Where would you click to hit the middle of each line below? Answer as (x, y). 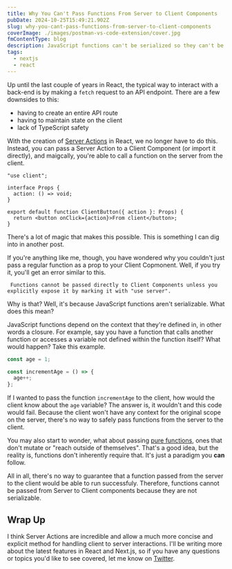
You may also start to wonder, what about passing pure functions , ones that (115, 440)
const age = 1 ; (29, 359)
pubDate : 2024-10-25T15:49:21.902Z (58, 20)
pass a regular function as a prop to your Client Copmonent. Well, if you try (114, 265)
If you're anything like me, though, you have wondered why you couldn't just (116, 257)
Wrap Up (27, 520)
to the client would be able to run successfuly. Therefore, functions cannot (113, 483)
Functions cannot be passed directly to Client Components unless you (114, 285)
